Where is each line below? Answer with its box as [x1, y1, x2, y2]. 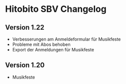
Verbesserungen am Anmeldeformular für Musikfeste [12, 36, 121, 42]
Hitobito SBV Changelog [5, 3, 107, 15]
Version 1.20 [5, 61, 45, 70]
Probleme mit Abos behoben [12, 42, 71, 47]
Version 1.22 [5, 23, 44, 32]
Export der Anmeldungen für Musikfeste [12, 47, 94, 52]
